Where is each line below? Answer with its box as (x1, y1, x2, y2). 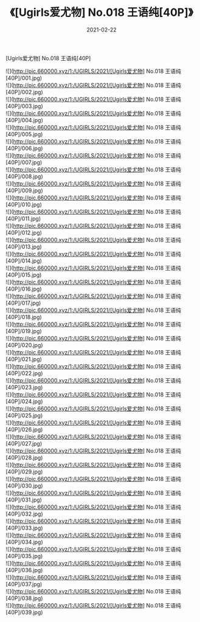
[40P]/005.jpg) (5, 130, 43, 137)
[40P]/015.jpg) (5, 271, 42, 278)
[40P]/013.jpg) (5, 243, 42, 250)
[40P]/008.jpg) (5, 173, 43, 180)
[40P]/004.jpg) (5, 116, 43, 123)
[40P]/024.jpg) (5, 398, 43, 405)
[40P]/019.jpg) (5, 327, 42, 334)
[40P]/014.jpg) (5, 257, 42, 264)
